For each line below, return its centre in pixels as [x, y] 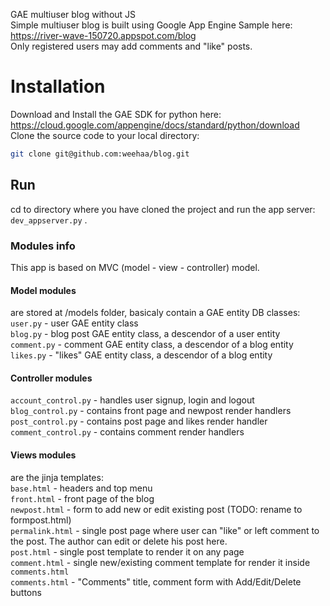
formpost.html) [41, 520]
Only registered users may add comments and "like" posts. [131, 46]
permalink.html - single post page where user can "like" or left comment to [165, 530]
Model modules [43, 290]
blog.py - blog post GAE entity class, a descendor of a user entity [145, 334]
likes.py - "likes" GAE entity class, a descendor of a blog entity [141, 355]
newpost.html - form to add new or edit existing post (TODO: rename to [156, 509]
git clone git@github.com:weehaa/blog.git [100, 154]
